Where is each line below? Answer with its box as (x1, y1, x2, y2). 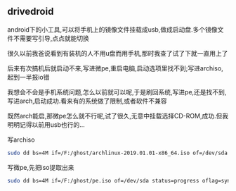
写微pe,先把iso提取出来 (7, 163, 74, 171)
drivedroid (7, 6, 54, 18)
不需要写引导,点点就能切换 (13, 34, 90, 42)
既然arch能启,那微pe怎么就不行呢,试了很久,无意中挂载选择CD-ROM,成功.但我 (7, 111, 229, 120)
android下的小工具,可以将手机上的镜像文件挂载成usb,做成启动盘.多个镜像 (7, 25, 218, 34)
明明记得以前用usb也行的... (7, 120, 86, 129)
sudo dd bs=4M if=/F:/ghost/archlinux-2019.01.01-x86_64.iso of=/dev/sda (7, 149, 228, 156)
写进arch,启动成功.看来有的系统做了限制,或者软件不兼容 (7, 97, 167, 105)
